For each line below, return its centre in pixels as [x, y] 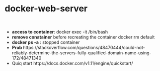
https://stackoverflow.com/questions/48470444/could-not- [84, 47]
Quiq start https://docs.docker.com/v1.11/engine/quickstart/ [72, 63]
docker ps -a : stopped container [46, 42]
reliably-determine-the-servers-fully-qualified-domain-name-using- [81, 53]
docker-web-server [46, 9]
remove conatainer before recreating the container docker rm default [83, 37]
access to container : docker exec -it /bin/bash [60, 32]
